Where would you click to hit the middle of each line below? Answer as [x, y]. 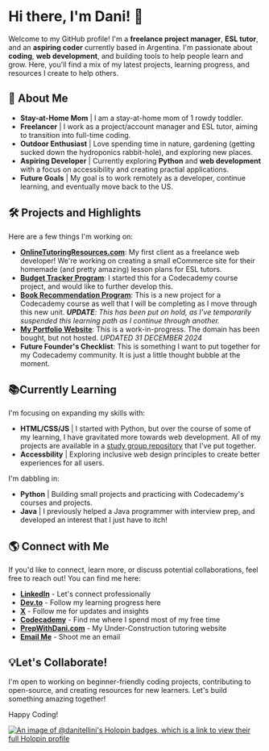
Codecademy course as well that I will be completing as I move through [139, 303]
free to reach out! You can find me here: [74, 578]
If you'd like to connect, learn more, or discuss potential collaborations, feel [133, 570]
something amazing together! [57, 699]
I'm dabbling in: [34, 478]
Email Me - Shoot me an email [70, 637]
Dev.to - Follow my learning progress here [90, 603]
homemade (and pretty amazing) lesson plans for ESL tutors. [121, 269]
